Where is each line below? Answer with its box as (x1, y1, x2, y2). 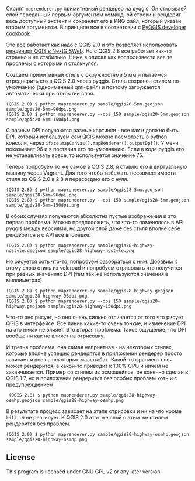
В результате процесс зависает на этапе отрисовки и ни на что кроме (6, 408, 182, 415)
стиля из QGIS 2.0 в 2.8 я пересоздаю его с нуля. (6, 176, 129, 182)
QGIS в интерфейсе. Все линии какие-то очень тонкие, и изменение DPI (6, 320, 186, 327)
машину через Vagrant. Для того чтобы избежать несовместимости (6, 169, 176, 176)
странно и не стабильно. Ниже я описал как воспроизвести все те (6, 54, 173, 60)
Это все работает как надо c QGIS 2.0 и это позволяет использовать (6, 41, 178, 48)
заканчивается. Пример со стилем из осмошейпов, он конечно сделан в (6, 369, 189, 376)
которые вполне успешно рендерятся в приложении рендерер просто (6, 350, 182, 357)
